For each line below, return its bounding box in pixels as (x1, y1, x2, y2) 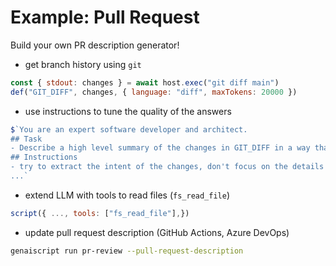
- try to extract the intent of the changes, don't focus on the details (10, 162, 325, 172)
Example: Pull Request (10, 6, 200, 29)
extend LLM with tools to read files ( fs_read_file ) (24, 189, 231, 201)
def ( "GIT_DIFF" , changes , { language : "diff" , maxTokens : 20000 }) (10, 87, 298, 97)
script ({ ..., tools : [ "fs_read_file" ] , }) (10, 208, 190, 218)
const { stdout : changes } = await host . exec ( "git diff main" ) (10, 77, 280, 88)
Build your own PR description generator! (10, 39, 180, 51)
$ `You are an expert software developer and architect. (10, 124, 248, 135)
